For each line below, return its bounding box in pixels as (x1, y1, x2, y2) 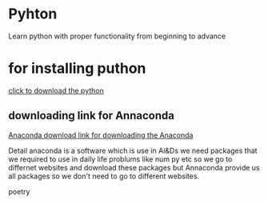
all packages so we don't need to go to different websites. (8, 171, 200, 181)
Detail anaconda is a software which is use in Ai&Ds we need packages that (8, 146, 258, 155)
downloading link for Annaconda (8, 109, 174, 122)
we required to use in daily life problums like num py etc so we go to (8, 154, 233, 164)
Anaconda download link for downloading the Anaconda (8, 130, 194, 140)
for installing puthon (8, 59, 146, 78)
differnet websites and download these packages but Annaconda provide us (8, 162, 260, 172)
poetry (8, 186, 30, 196)
